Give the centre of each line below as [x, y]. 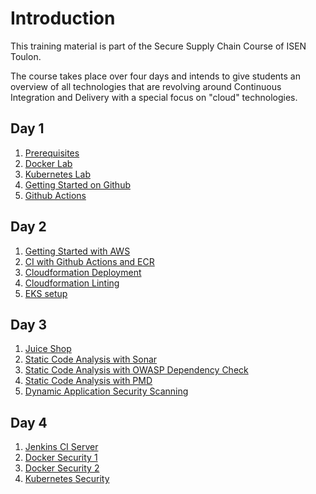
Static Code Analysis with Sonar [91, 359]
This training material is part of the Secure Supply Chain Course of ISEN [158, 46]
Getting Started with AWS [77, 251]
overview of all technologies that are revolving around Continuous [146, 86]
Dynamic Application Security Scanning [106, 391]
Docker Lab [48, 163]
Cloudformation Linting [72, 283]
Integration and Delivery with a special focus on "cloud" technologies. [154, 97]
